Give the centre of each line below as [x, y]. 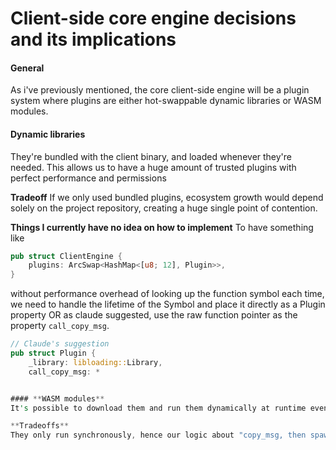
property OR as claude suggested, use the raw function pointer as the [154, 315]
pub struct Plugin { [53, 353]
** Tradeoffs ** [40, 426]
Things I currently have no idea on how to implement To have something [162, 227]
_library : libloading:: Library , [95, 362]
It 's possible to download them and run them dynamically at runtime [158, 408]
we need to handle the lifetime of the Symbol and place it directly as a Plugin [168, 304]
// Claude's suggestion [60, 344]
